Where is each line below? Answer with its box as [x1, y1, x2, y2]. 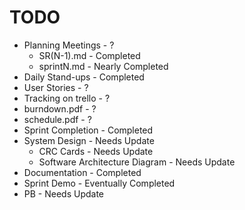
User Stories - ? [23, 81, 89, 93]
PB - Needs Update [23, 187, 105, 200]
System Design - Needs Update [23, 134, 155, 146]
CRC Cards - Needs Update [38, 145, 154, 157]
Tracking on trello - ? [23, 92, 111, 104]
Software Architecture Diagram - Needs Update [38, 156, 236, 168]
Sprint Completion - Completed [23, 124, 154, 136]
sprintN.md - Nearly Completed [38, 60, 169, 72]
